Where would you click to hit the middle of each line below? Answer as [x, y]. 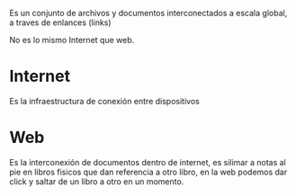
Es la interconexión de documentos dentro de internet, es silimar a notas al [148, 162]
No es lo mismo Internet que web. [72, 40]
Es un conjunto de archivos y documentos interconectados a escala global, [148, 13]
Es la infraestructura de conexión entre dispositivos [104, 101]
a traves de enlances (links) [60, 22]
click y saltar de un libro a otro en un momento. [97, 181]
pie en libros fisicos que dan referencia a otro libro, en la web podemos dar [148, 172]
